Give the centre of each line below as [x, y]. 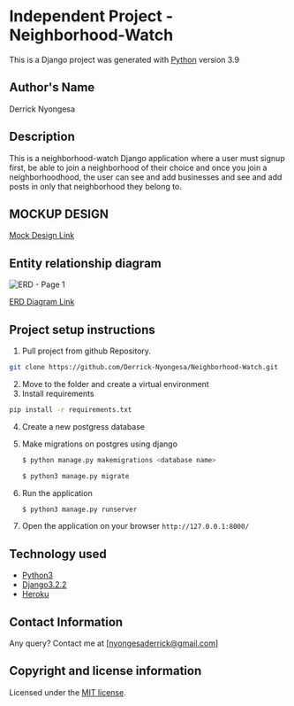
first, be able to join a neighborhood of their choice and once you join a [138, 167]
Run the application [57, 493]
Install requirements [58, 393]
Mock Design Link [42, 236]
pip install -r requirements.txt [71, 409]
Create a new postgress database [83, 426]
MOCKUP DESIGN [59, 214]
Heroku [35, 594]
